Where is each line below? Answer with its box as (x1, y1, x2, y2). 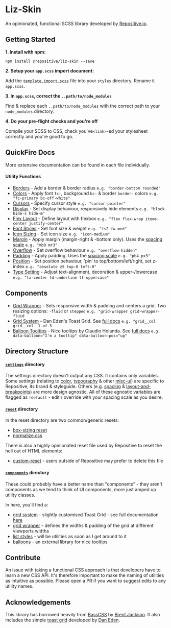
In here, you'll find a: (5, 501, 48, 508)
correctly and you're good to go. (5, 133, 74, 139)
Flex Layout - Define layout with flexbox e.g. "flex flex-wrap (12, 215, 143, 222)
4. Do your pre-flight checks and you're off (5, 118, 98, 124)
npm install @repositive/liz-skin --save (5, 59, 95, 64)
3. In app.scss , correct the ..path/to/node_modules (5, 93, 112, 99)
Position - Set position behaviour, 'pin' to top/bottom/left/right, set (12, 258, 152, 264)
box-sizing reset (12, 427, 47, 433)
